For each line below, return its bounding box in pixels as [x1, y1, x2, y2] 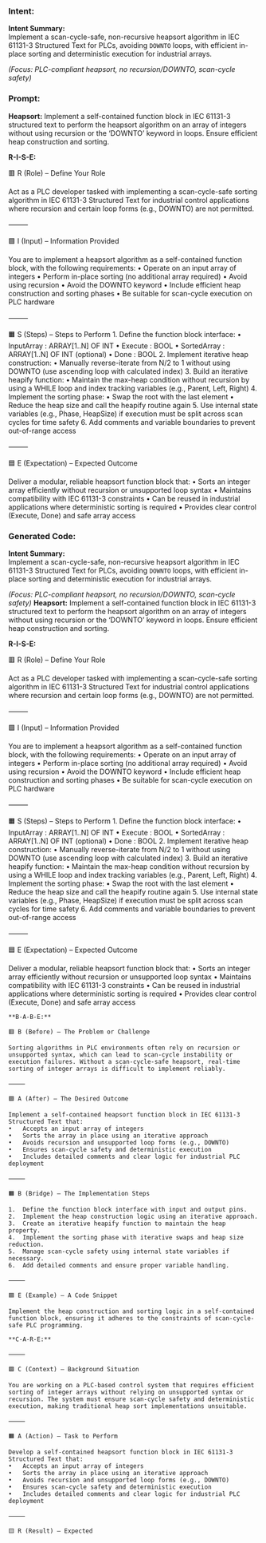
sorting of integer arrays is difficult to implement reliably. [8, 1065, 226, 1073]
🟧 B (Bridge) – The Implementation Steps [8, 1189, 150, 1197]
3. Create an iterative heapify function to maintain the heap [8, 1220, 226, 1228]
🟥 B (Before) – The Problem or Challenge [8, 1028, 150, 1036]
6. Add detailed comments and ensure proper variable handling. [8, 1261, 229, 1269]
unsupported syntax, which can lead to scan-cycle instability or [8, 1050, 233, 1059]
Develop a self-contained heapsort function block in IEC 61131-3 [8, 1448, 233, 1456]
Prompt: [8, 93, 41, 105]
